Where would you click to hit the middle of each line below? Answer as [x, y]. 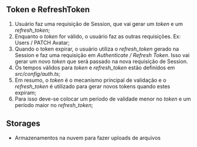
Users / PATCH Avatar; [42, 42]
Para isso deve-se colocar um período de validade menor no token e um [103, 99]
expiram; [25, 92]
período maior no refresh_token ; [54, 105]
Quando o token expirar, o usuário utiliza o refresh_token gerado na [97, 49]
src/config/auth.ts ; [38, 73]
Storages [23, 124]
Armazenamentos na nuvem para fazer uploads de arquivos [88, 138]
